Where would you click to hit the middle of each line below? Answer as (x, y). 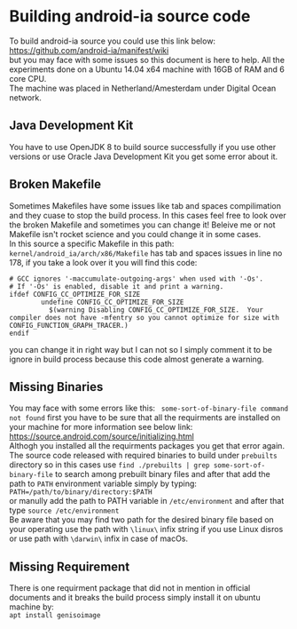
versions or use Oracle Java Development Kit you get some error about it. (144, 156)
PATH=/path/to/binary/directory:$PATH (81, 492)
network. (26, 97)
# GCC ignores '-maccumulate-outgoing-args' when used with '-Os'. (137, 279)
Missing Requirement (70, 566)
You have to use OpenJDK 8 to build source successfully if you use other (143, 147)
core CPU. (28, 78)
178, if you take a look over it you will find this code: (103, 262)
